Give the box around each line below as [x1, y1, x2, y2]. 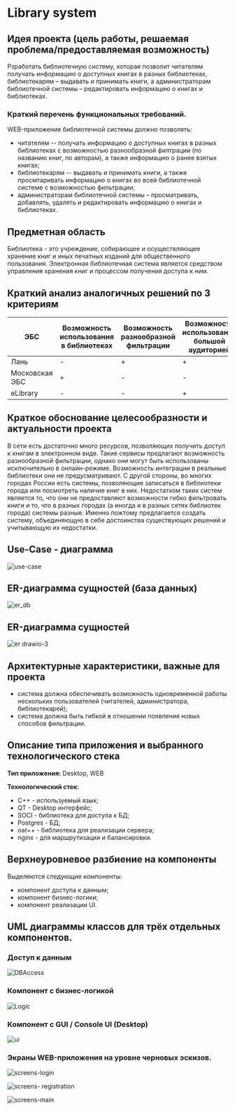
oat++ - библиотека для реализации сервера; [17, 825, 155, 834]
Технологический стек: [7, 782, 80, 791]
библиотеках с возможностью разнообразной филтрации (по [17, 146, 202, 155]
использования [59, 332, 114, 341]
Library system [7, 5, 97, 21]
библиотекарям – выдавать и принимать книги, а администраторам [7, 77, 211, 85]
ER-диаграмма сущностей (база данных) [7, 582, 198, 594]
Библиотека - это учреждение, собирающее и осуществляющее [7, 245, 201, 253]
